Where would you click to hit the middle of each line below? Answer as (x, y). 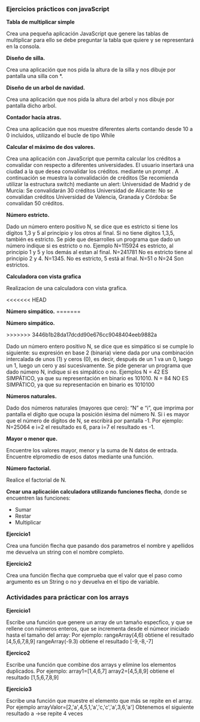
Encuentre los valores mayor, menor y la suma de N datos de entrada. (92, 450)
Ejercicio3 (19, 689)
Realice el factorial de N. (37, 480)
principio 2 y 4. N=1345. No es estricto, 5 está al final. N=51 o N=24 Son (95, 259)
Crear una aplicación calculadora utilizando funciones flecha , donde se (97, 492)
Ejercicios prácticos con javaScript (58, 9)
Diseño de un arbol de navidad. (46, 88)
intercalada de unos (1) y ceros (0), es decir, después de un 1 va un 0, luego (100, 359)
